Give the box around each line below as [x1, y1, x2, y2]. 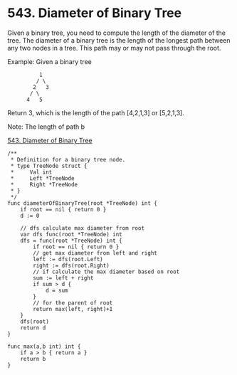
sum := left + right [33, 274, 94, 282]
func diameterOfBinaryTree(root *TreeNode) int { [7, 199, 158, 207]
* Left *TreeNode [10, 174, 75, 182]
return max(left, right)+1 [33, 305, 113, 312]
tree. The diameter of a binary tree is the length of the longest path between [7, 36, 231, 44]
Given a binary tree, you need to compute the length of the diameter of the [7, 28, 226, 37]
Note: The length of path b [7, 122, 85, 131]
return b [20, 355, 46, 362]
